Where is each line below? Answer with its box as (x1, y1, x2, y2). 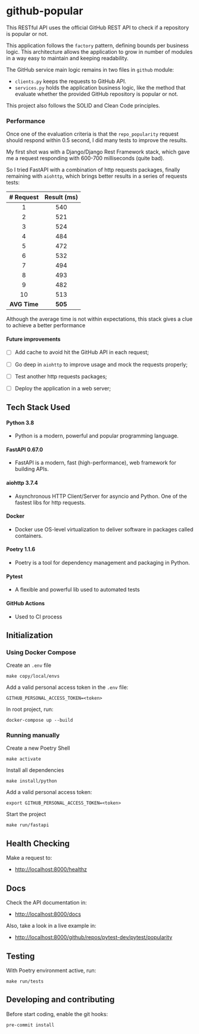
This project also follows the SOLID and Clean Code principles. (6, 101, 160, 109)
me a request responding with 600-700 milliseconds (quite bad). (6, 155, 165, 162)
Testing (6, 951, 35, 961)
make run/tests (6, 978, 44, 984)
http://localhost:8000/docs (14, 910, 82, 918)
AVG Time (9, 300, 39, 309)
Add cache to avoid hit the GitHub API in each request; (14, 349, 149, 356)
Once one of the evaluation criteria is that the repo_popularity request (6, 130, 179, 138)
